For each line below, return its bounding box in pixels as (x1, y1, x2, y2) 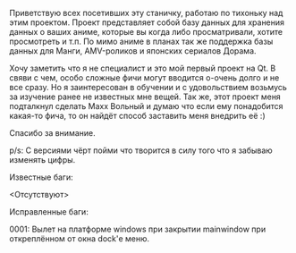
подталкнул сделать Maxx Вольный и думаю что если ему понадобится (9, 101, 283, 111)
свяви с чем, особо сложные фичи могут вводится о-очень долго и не (9, 72, 280, 83)
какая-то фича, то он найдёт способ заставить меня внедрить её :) (9, 111, 266, 121)
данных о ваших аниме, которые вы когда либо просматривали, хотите (9, 27, 283, 37)
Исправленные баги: (9, 207, 89, 217)
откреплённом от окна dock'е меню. (9, 233, 150, 244)
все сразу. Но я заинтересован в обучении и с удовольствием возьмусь (9, 82, 288, 92)
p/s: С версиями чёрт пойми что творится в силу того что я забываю (9, 145, 273, 156)
